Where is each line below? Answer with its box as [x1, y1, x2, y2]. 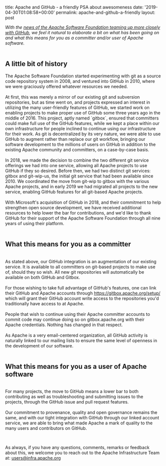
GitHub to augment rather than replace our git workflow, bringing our [5, 136, 146, 142]
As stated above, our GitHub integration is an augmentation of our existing [5, 258, 157, 264]
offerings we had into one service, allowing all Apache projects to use [5, 162, 148, 168]
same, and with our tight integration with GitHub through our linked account [5, 415, 160, 421]
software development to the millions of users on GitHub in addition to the [5, 141, 156, 147]
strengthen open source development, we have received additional [5, 204, 142, 210]
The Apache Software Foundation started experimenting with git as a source [5, 73, 161, 79]
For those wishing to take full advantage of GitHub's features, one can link [5, 285, 157, 291]
